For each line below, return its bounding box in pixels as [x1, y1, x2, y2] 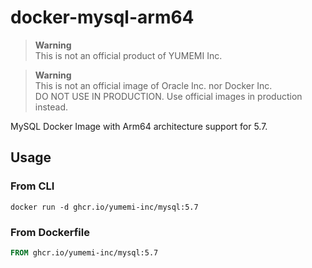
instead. [34, 101, 69, 113]
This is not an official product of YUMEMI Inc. [34, 49, 223, 61]
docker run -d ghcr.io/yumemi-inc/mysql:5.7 [10, 202, 199, 212]
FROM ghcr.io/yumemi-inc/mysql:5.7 [10, 247, 159, 258]
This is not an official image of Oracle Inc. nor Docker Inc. [34, 79, 273, 91]
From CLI [10, 179, 55, 193]
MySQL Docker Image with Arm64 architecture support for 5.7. [10, 120, 268, 132]
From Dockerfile [10, 225, 90, 239]
